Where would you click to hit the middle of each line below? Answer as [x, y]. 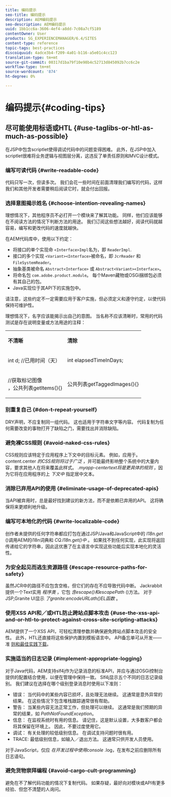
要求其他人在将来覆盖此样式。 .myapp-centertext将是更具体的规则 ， [86, 468]
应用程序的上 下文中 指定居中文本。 [60, 474]
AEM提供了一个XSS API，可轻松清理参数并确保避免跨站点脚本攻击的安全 [81, 632]
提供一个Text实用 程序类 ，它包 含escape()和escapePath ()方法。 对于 [79, 592]
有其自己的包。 [28, 282]
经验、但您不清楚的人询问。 [34, 789]
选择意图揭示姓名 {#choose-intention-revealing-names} [76, 203]
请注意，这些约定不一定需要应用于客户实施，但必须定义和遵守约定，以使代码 [85, 299]
